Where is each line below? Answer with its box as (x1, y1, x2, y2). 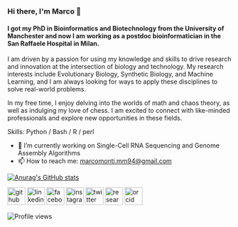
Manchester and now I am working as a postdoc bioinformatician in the (7, 31, 222, 40)
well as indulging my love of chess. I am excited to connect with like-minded (7, 106, 231, 115)
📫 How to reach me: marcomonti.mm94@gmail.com (17, 157, 172, 165)
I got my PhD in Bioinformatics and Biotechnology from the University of (7, 24, 225, 33)
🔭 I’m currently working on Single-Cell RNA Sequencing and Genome (17, 141, 220, 150)
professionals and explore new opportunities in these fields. (7, 113, 183, 123)
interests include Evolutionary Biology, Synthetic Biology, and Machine (7, 70, 213, 79)
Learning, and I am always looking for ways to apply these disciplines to (7, 77, 218, 86)
